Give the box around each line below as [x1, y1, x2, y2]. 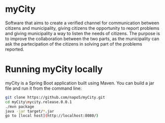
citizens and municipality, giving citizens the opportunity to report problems [5, 25, 160, 31]
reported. [5, 46, 24, 52]
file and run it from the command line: [5, 85, 82, 91]
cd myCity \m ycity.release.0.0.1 [5, 99, 72, 105]
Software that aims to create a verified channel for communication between [5, 20, 160, 26]
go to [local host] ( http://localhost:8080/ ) [5, 113, 99, 119]
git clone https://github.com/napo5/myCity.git [5, 95, 106, 100]
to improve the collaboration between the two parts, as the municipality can [5, 36, 160, 42]
